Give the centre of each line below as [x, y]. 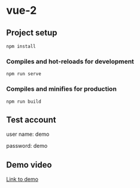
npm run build [24, 102]
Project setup [32, 33]
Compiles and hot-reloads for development [70, 61]
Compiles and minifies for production [61, 89]
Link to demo [22, 179]
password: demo [27, 146]
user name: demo [28, 134]
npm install [21, 46]
